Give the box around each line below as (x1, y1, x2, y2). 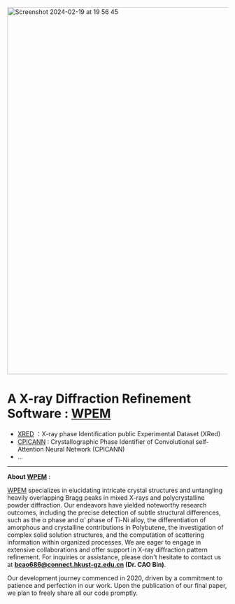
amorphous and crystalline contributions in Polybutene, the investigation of (7, 523, 224, 531)
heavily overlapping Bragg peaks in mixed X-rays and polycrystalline (7, 493, 205, 502)
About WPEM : (7, 472, 51, 481)
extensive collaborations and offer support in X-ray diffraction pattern (7, 545, 208, 554)
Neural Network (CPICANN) (45, 445, 125, 453)
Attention (17, 445, 44, 453)
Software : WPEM (7, 405, 111, 422)
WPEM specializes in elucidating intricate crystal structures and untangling (7, 486, 223, 494)
